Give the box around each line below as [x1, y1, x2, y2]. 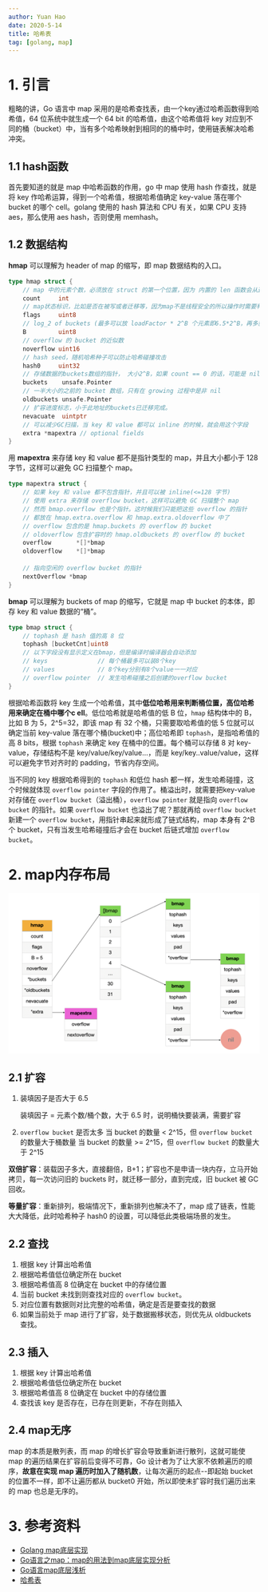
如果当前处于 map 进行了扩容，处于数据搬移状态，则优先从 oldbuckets [19, 1310, 251, 1320]
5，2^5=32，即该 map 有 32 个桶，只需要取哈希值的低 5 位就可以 [39, 717, 254, 727]
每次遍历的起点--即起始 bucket [152, 1466, 254, 1475]
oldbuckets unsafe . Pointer [22, 395, 112, 403]
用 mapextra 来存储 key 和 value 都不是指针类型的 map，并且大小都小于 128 [8, 453, 258, 463]
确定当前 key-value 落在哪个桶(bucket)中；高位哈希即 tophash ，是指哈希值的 [8, 728, 260, 737]
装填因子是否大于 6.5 [19, 1094, 89, 1103]
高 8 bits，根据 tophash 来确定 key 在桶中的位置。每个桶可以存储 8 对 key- [8, 737, 251, 747]
